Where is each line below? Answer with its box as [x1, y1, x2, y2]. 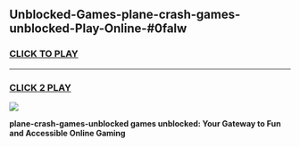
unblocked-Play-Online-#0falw [9, 21, 187, 37]
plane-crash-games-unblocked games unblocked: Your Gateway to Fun [9, 118, 281, 128]
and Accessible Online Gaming [9, 127, 126, 138]
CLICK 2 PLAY [9, 81, 71, 94]
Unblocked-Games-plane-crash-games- [9, 7, 241, 22]
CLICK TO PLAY [9, 48, 79, 61]
